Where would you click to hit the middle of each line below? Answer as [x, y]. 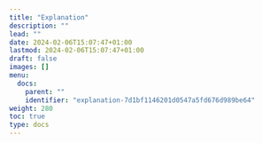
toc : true [27, 116]
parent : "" [45, 91]
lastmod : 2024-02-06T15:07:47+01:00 [77, 51]
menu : [19, 75]
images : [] [29, 68]
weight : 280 [31, 108]
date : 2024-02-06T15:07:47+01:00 [71, 42]
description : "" [39, 26]
